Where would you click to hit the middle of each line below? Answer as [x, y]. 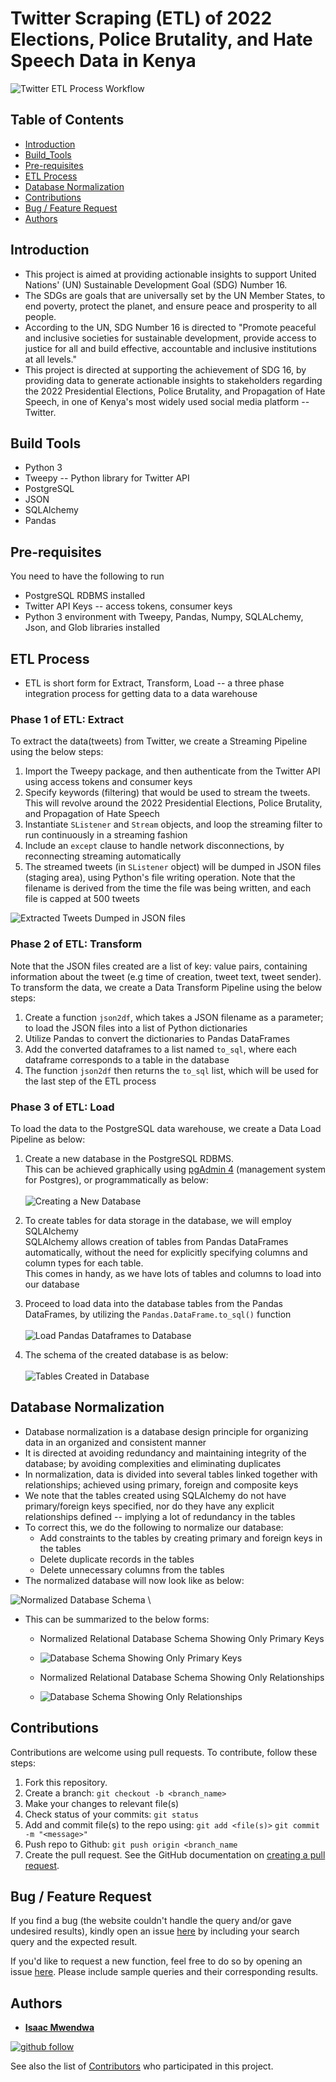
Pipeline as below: [48, 1139]
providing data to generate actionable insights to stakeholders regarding [173, 380]
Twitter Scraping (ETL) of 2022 [141, 18]
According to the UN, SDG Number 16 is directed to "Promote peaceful [170, 327]
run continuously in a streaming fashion [106, 835]
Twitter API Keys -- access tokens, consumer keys [128, 606]
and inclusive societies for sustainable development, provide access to [170, 338]
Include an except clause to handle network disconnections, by [154, 846]
